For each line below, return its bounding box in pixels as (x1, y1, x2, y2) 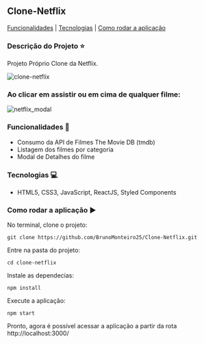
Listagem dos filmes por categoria (16, 145, 114, 153)
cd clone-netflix (7, 260, 57, 267)
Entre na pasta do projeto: (7, 246, 81, 254)
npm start (7, 310, 36, 317)
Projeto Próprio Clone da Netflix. (7, 60, 99, 68)
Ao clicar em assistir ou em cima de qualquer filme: (7, 90, 181, 99)
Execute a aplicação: (7, 297, 66, 305)
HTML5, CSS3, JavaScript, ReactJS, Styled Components (16, 188, 177, 196)
